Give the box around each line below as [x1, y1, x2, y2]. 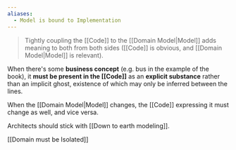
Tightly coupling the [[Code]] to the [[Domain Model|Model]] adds [24, 36, 217, 44]
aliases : [7, 10, 33, 18]
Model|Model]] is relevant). [24, 50, 104, 60]
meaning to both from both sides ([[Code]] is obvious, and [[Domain [24, 43, 223, 52]
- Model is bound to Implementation [13, 17, 121, 24]
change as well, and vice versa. [7, 108, 99, 116]
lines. [7, 87, 23, 95]
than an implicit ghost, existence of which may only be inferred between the [7, 79, 228, 88]
